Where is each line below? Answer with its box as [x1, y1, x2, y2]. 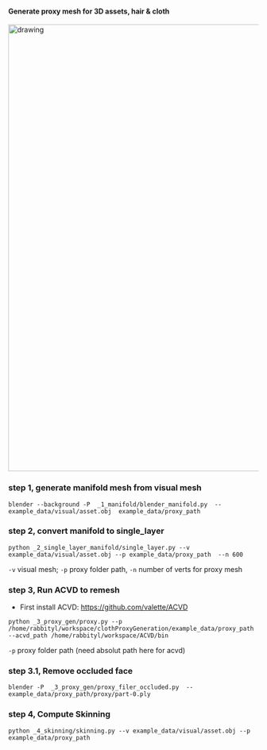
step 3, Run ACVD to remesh [8, 584, 121, 595]
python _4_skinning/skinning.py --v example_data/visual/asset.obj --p [8, 727, 250, 735]
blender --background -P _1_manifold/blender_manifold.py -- [8, 501, 222, 508]
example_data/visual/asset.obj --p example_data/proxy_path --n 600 [8, 551, 244, 559]
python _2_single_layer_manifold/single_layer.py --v [8, 543, 191, 551]
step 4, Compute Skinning [8, 709, 111, 720]
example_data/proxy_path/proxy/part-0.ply [8, 690, 151, 698]
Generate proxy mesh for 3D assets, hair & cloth [8, 6, 170, 16]
